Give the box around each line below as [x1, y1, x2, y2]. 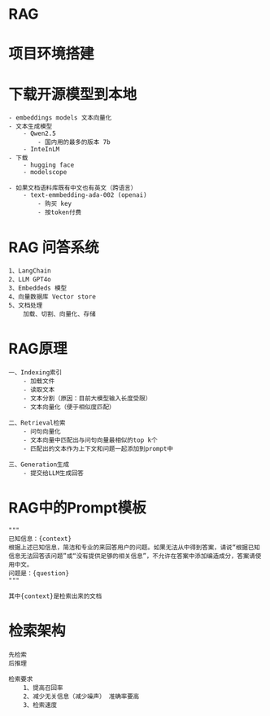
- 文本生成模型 [8, 123, 53, 131]
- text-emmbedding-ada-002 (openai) [23, 191, 148, 199]
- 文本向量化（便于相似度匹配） [23, 404, 115, 412]
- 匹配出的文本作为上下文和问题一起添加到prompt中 [23, 445, 173, 453]
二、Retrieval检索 [8, 419, 66, 427]
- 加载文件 [23, 378, 55, 386]
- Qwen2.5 [23, 129, 57, 138]
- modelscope [23, 168, 67, 177]
